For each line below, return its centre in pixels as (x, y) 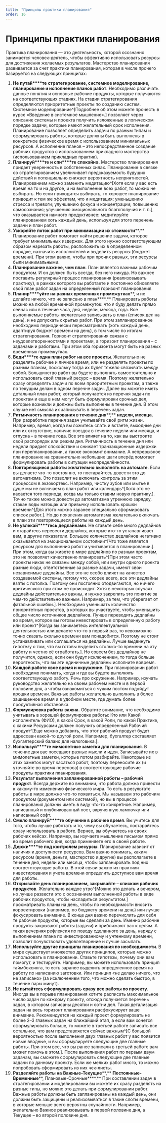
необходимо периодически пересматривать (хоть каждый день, (81, 326)
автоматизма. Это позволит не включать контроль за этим (75, 478)
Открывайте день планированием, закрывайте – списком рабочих (85, 884)
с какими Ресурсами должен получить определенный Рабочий (80, 726)
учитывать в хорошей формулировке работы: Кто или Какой (77, 715)
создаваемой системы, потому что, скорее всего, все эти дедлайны (85, 578)
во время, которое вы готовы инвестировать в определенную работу (86, 620)
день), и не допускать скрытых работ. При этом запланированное (83, 320)
